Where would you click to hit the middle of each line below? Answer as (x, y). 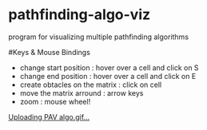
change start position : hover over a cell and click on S (109, 67)
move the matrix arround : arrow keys (82, 93)
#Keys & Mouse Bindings (49, 52)
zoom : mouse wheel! (55, 101)
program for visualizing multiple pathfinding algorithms (99, 37)
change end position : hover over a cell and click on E (108, 76)
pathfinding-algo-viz (80, 15)
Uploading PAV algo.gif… (49, 116)
